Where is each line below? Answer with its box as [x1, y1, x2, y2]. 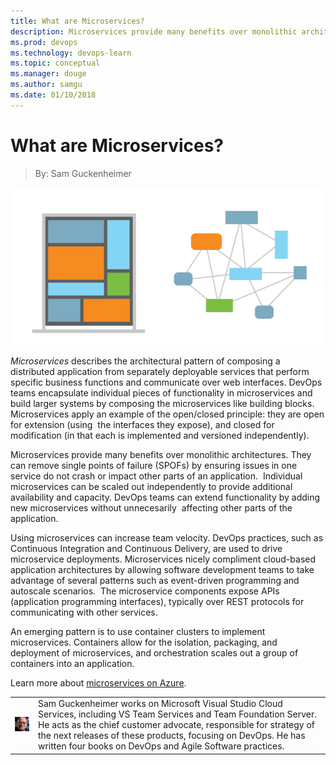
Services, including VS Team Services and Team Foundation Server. [37, 708, 318, 720]
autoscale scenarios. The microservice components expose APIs [10, 585, 280, 597]
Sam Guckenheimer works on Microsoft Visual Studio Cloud [37, 698, 283, 710]
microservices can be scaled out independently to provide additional [10, 480, 293, 492]
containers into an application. [10, 657, 135, 669]
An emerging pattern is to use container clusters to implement [10, 625, 266, 637]
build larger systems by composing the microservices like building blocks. [10, 397, 315, 409]
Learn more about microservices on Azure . [10, 676, 187, 689]
